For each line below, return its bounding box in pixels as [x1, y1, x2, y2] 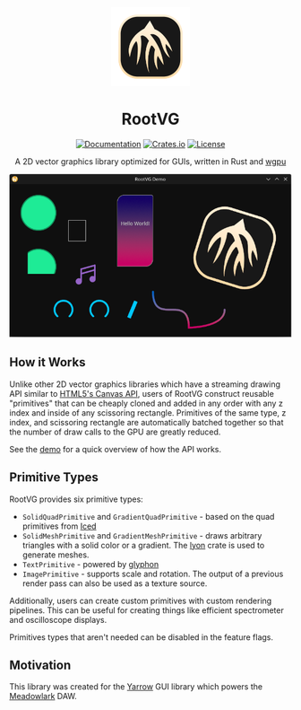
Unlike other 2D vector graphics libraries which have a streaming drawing [9, 379, 280, 390]
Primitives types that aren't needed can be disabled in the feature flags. [9, 631, 274, 643]
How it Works [9, 355, 86, 370]
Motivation [9, 657, 72, 672]
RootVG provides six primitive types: [9, 494, 143, 504]
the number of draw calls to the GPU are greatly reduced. [9, 426, 221, 437]
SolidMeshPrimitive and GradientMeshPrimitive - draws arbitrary [21, 530, 262, 540]
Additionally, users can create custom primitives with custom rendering [9, 595, 272, 606]
